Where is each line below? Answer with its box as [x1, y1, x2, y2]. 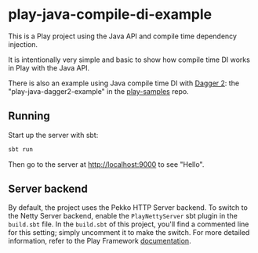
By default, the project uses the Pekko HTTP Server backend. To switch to [8, 203, 249, 212]
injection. [8, 39, 38, 49]
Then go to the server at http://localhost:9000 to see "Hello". [8, 159, 205, 169]
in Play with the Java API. [8, 63, 90, 72]
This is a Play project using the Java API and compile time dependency [8, 31, 238, 41]
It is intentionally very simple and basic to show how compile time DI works [8, 55, 251, 64]
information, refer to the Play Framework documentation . [8, 237, 191, 246]
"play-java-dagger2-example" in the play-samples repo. [8, 86, 190, 96]
